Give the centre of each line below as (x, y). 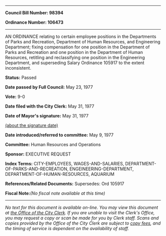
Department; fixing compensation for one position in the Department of (77, 47)
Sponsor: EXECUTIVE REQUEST (38, 154)
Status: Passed (21, 78)
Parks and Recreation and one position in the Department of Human (74, 52)
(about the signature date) (32, 125)
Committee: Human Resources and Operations (53, 144)
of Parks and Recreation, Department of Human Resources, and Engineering (83, 42)
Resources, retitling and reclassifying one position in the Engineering (75, 58)
